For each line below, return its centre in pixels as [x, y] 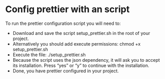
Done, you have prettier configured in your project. [66, 71]
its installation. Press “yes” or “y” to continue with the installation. [81, 65]
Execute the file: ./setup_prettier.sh [49, 55]
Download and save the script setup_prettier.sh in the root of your [81, 33]
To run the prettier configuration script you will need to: [63, 23]
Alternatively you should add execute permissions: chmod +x [76, 44]
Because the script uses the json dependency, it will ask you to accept [86, 60]
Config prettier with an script [68, 9]
